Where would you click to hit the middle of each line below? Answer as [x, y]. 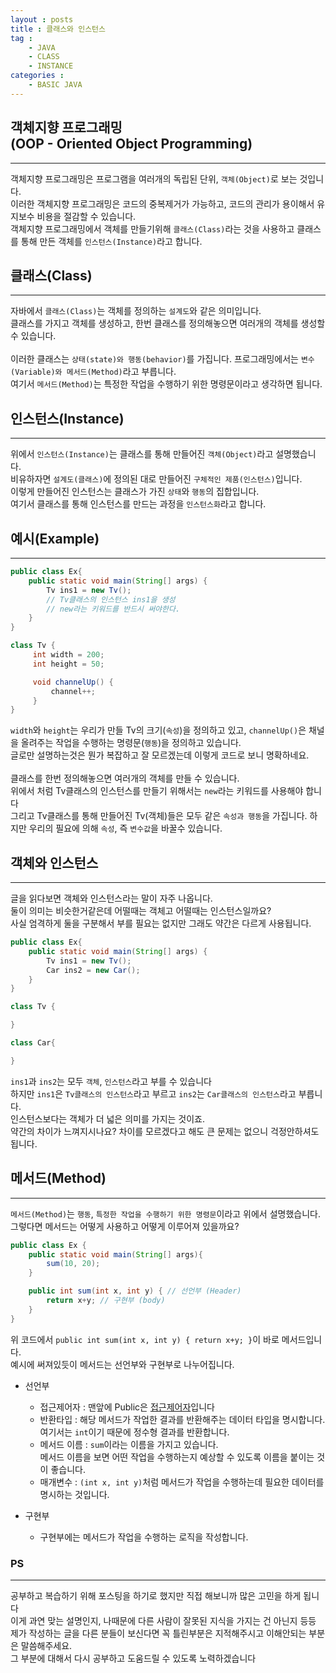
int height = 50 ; [68, 664]
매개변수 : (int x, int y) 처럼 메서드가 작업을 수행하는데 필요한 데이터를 [182, 1482]
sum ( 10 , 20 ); [73, 1264]
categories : [37, 76]
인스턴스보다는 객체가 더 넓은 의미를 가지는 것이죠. [108, 1118]
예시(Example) [55, 538]
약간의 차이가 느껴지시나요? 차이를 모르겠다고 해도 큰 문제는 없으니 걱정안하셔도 [165, 1131]
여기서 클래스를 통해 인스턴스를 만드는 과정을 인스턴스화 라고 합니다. [138, 504]
